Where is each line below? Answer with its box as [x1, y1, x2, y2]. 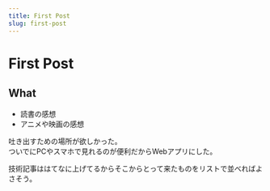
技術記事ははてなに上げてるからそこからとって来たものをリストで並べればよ [8, 163, 263, 173]
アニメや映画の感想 [19, 119, 85, 129]
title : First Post [8, 11, 70, 20]
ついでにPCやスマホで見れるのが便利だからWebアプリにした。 [8, 146, 217, 156]
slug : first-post [8, 19, 67, 28]
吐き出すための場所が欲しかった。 [8, 136, 122, 146]
